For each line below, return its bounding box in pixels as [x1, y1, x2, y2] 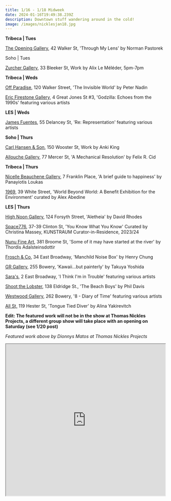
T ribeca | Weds [5, 74, 38, 81]
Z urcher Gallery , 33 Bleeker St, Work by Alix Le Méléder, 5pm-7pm [5, 65, 144, 71]
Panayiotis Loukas [5, 179, 44, 185]
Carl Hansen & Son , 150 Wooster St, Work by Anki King [5, 144, 120, 150]
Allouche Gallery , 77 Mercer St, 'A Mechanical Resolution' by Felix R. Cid [5, 154, 156, 160]
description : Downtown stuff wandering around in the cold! [5, 17, 135, 22]
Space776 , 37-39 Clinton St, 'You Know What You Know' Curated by [5, 224, 148, 230]
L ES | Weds [5, 109, 30, 115]
